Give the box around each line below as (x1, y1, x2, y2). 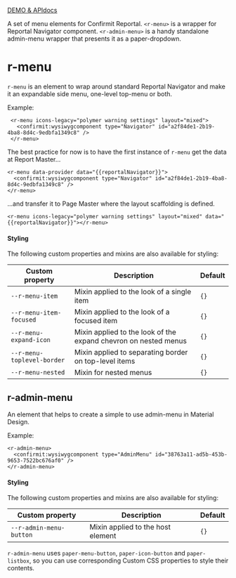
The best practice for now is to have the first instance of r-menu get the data (7, 147, 227, 156)
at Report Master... (7, 155, 61, 164)
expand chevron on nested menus (74, 336, 188, 346)
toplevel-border (11, 356, 65, 364)
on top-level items (74, 356, 136, 366)
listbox (7, 558, 30, 565)
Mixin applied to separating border (74, 348, 188, 357)
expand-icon (11, 336, 51, 344)
